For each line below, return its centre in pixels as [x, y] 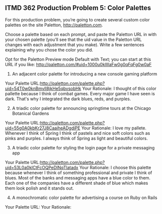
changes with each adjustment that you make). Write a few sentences [75, 45]
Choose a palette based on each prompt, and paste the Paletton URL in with [81, 34]
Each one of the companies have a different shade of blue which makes [77, 183]
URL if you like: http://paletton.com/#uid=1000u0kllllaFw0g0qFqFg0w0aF [78, 64]
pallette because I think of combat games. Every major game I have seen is [80, 93]
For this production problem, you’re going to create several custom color [77, 19]
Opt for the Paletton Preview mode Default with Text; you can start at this [78, 59]
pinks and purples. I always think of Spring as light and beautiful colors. [76, 138]
